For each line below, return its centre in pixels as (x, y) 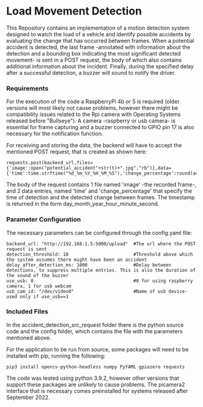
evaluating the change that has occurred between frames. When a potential (100, 40)
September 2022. (28, 397)
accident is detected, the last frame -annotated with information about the (98, 47)
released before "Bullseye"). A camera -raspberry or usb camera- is (91, 121)
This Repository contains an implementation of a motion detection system (98, 28)
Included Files (27, 312)
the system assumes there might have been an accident (77, 260)
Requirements (27, 88)
